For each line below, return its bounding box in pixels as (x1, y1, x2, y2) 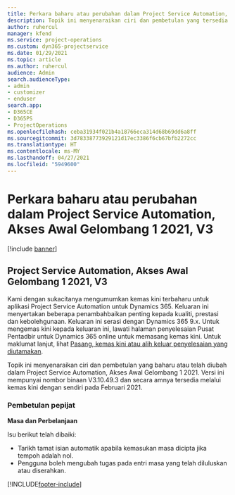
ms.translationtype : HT (7, 142, 77, 149)
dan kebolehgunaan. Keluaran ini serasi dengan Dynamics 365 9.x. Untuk (7, 317, 220, 325)
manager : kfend (7, 30, 52, 37)
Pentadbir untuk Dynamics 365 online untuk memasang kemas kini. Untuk (7, 332, 222, 340)
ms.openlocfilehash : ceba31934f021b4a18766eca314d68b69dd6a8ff (7, 128, 197, 135)
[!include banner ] (7, 244, 58, 253)
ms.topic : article (7, 56, 61, 63)
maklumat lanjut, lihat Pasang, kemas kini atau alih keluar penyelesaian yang (7, 339, 228, 348)
